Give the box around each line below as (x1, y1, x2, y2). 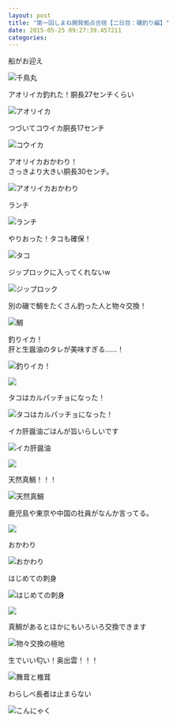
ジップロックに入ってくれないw (8, 268, 111, 277)
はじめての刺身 (8, 573, 57, 583)
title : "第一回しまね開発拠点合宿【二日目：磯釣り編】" (8, 19, 170, 27)
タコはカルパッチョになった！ (8, 393, 105, 403)
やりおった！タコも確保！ (8, 234, 92, 243)
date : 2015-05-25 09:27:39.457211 (8, 26, 122, 34)
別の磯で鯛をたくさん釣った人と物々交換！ (8, 301, 147, 310)
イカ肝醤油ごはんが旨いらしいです (8, 427, 119, 436)
